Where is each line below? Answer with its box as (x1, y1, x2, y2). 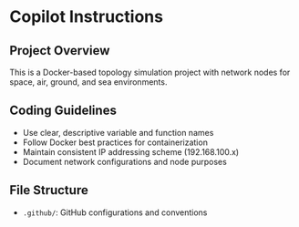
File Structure (9, 182, 88, 198)
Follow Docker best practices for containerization (22, 137, 208, 148)
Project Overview (9, 43, 110, 58)
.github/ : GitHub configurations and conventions (22, 207, 208, 218)
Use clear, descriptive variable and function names (22, 127, 214, 138)
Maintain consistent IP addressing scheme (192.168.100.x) (22, 146, 240, 157)
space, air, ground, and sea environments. (9, 77, 168, 88)
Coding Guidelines (9, 103, 117, 119)
